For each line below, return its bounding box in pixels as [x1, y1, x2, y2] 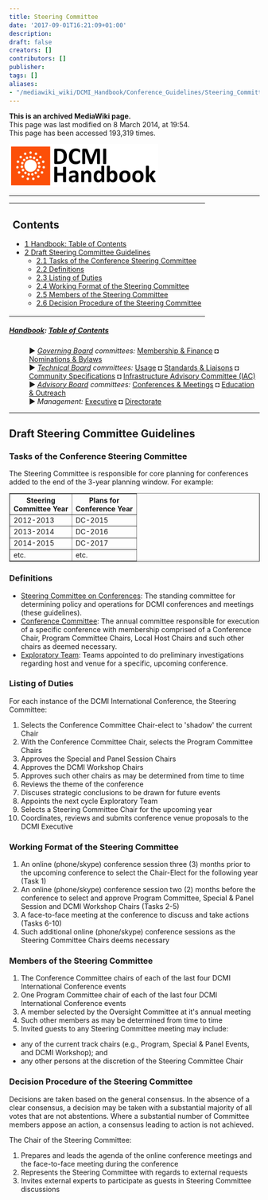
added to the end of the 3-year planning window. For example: [9, 477, 214, 487]
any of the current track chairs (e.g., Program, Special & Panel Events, [20, 1039, 250, 1049]
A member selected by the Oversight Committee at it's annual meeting [20, 1007, 251, 1017]
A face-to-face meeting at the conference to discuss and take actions [20, 911, 250, 920]
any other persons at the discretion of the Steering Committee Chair [20, 1056, 243, 1066]
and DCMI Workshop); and [20, 1048, 108, 1058]
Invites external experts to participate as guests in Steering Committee [20, 1175, 252, 1185]
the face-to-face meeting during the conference [20, 1159, 179, 1168]
